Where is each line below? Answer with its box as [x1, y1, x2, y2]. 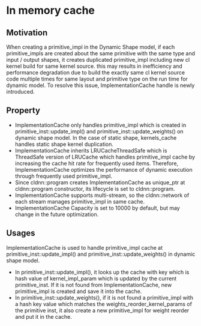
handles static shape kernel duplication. [14, 140, 114, 148]
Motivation [6, 28, 48, 38]
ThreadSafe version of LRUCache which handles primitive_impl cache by [14, 153, 196, 160]
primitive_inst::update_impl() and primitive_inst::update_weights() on [14, 127, 184, 135]
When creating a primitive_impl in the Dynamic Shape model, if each [6, 43, 175, 50]
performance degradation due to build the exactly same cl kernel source [6, 69, 185, 76]
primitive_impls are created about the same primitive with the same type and [6, 50, 196, 57]
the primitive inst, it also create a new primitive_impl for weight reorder [14, 307, 190, 314]
